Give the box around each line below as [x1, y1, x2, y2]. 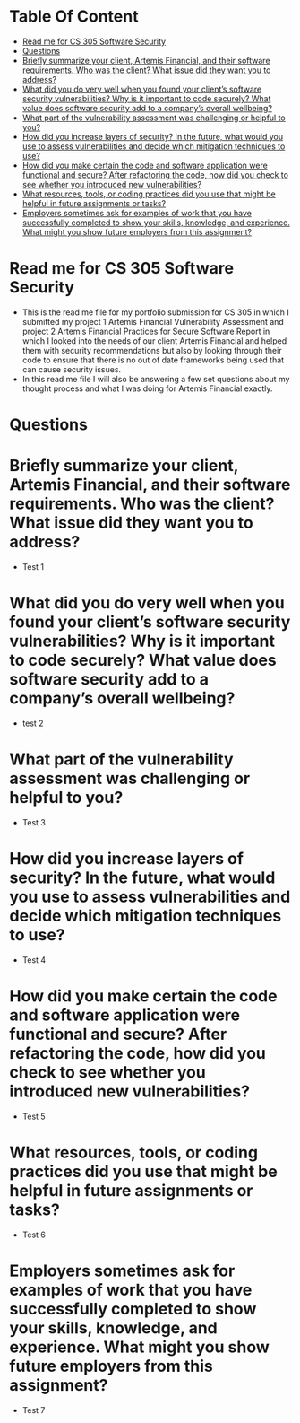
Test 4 [21, 954, 47, 965]
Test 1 [21, 562, 45, 572]
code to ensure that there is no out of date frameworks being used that [21, 354, 285, 365]
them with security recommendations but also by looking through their [21, 345, 282, 355]
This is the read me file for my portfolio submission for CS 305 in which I [21, 307, 289, 318]
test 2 [21, 718, 44, 729]
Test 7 [21, 1404, 46, 1415]
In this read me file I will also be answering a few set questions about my [21, 373, 290, 384]
